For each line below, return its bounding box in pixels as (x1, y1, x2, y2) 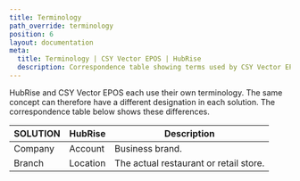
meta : (9, 46, 29, 55)
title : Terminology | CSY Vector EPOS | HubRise (17, 54, 202, 63)
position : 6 (9, 29, 54, 38)
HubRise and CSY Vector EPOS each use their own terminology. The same (9, 86, 283, 98)
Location (69, 157, 106, 169)
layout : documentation (9, 37, 94, 47)
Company (13, 142, 55, 154)
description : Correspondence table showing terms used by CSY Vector (17, 63, 281, 72)
